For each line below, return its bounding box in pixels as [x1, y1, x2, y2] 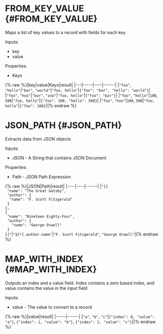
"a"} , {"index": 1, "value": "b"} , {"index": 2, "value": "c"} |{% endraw [5, 318, 156, 325]
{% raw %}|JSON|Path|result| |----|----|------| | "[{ [5, 183, 109, 189]
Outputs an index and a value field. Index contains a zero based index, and [5, 280, 155, 286]
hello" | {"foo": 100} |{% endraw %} [5, 103, 77, 108]
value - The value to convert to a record [12, 304, 92, 310]
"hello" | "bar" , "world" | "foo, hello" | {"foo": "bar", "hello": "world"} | [5, 87, 151, 93]
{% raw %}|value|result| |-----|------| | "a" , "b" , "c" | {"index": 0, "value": [5, 313, 155, 319]
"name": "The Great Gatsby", [7, 188, 67, 193]
